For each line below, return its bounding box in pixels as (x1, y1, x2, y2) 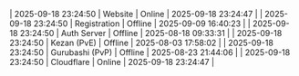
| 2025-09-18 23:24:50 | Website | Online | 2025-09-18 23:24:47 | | (9, 9, 263, 19)
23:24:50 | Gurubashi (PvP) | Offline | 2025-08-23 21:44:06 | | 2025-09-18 (9, 47, 291, 58)
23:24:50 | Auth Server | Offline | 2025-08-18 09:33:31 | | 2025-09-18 (19, 28, 283, 38)
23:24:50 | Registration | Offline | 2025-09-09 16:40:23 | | (33, 18, 251, 29)
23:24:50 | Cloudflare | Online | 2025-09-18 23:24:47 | (9, 57, 215, 67)
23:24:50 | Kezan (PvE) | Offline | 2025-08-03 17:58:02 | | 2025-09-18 (9, 37, 273, 48)
